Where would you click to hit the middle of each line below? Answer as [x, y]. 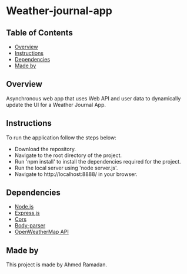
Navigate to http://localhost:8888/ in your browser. [76, 174]
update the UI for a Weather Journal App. [56, 105]
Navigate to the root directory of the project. [68, 155]
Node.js [24, 207]
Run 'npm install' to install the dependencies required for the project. [98, 161]
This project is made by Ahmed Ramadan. [57, 265]
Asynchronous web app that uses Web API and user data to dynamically [93, 98]
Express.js [27, 213]
